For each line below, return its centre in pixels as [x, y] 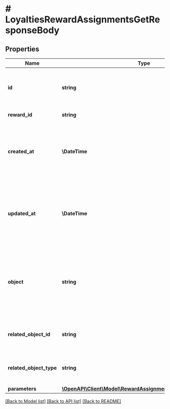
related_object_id [29, 334]
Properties [22, 49]
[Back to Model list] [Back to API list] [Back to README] [63, 401]
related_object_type [32, 368]
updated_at [22, 213]
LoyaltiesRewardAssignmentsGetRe [83, 19]
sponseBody [32, 30]
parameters [22, 389]
